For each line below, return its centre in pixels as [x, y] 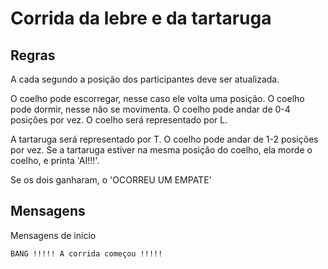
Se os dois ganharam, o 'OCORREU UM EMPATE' [111, 180]
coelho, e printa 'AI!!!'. [55, 160]
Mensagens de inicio [53, 235]
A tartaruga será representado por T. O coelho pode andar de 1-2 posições [164, 139]
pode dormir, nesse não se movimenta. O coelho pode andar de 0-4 [150, 109]
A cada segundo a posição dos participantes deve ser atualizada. [145, 79]
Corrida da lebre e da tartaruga [141, 18]
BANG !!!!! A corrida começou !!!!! [86, 253]
